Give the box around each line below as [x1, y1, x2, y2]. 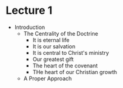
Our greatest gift [32, 55, 74, 63]
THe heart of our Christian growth [32, 68, 118, 75]
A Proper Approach [23, 75, 72, 82]
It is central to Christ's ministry [32, 49, 110, 56]
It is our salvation [32, 43, 76, 50]
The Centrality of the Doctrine [23, 30, 98, 37]
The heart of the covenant [32, 61, 98, 69]
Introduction [14, 24, 45, 31]
